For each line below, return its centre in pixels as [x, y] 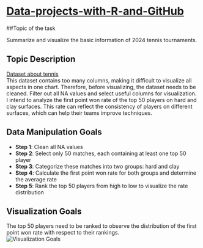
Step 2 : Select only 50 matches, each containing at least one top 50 [101, 153]
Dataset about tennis [33, 74]
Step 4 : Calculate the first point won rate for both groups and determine [106, 173]
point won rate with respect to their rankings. [63, 233]
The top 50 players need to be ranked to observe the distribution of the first [102, 226]
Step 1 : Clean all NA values [49, 147]
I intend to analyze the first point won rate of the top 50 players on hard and [102, 100]
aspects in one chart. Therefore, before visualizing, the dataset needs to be [101, 87]
